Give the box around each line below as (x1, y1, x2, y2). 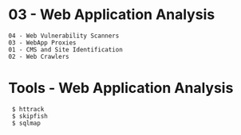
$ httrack (11, 105, 45, 113)
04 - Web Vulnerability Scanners (8, 32, 120, 40)
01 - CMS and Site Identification (8, 45, 124, 53)
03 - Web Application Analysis (8, 6, 215, 24)
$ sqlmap (11, 119, 41, 127)
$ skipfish (11, 112, 48, 120)
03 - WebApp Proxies (8, 38, 77, 47)
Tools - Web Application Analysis (8, 79, 234, 97)
